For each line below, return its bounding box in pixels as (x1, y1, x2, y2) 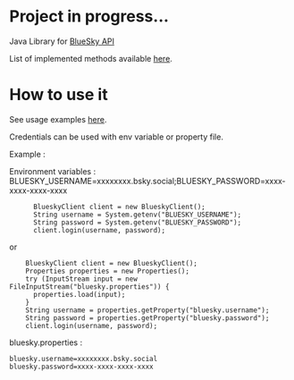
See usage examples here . (9, 114, 107, 124)
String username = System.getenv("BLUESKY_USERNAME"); (32, 210, 242, 219)
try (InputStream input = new (25, 274, 139, 283)
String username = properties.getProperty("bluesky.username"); (25, 306, 270, 315)
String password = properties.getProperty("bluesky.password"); (25, 313, 270, 323)
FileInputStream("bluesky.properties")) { (9, 282, 170, 291)
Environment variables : (9, 165, 97, 176)
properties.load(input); (32, 290, 126, 299)
